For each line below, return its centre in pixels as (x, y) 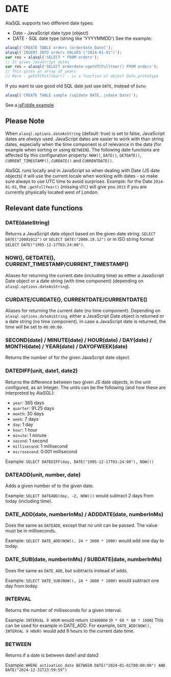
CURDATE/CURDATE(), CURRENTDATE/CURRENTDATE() (76, 299)
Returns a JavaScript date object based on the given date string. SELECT (80, 234)
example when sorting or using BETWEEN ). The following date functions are (82, 150)
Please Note (25, 121)
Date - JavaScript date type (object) (51, 33)
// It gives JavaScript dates (38, 62)
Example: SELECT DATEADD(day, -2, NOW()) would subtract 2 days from (80, 495)
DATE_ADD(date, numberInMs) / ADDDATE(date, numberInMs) (84, 514)
